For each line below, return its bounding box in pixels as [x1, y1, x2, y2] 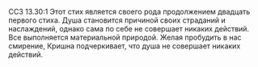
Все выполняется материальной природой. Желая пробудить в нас [8, 32, 242, 42]
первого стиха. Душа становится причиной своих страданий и [8, 15, 226, 25]
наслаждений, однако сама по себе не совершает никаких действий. [8, 24, 249, 33]
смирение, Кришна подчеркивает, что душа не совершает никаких [8, 41, 241, 51]
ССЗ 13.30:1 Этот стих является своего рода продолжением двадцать [8, 7, 251, 16]
